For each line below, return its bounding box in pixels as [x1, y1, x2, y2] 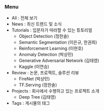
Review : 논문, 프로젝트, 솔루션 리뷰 [11, 70, 79, 76]
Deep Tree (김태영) [18, 94, 56, 100]
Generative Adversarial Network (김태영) [18, 57, 100, 64]
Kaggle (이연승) [18, 64, 50, 70]
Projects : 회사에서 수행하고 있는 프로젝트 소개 [11, 88, 100, 94]
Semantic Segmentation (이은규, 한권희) [18, 39, 98, 45]
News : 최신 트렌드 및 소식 [11, 21, 62, 27]
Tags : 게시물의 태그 [11, 100, 50, 106]
